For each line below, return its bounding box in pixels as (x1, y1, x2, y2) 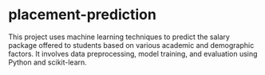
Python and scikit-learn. (8, 57, 88, 67)
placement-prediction (8, 6, 157, 24)
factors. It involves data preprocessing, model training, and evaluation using (8, 49, 258, 58)
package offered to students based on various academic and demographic (8, 40, 255, 49)
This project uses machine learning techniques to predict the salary (8, 32, 230, 41)
